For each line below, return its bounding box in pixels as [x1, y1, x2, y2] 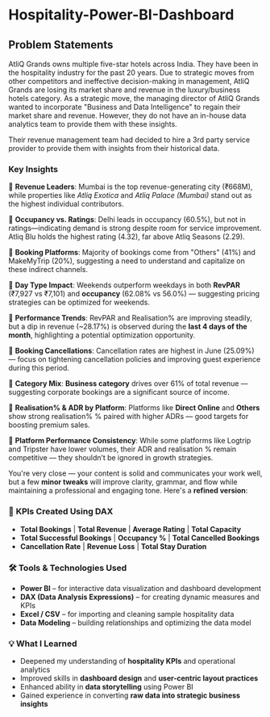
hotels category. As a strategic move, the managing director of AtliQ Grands [8, 94, 260, 103]
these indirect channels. [8, 265, 89, 275]
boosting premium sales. [8, 420, 90, 430]
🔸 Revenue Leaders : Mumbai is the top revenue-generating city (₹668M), [8, 182, 253, 191]
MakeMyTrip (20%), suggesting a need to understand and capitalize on [8, 256, 246, 266]
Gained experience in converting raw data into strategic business [19, 690, 240, 700]
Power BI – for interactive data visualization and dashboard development [19, 583, 262, 593]
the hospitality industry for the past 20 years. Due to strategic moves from [8, 68, 255, 78]
